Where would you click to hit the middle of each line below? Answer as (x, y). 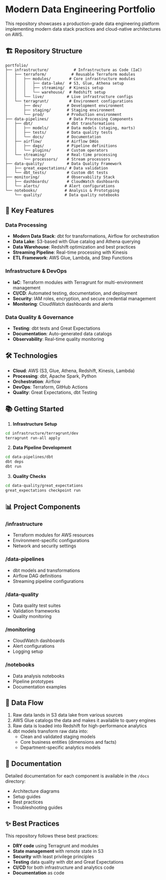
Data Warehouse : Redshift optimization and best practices (74, 247)
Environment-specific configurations (51, 541)
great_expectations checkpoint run (43, 490)
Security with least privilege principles (53, 857)
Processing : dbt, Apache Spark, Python (54, 376)
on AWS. (15, 34)
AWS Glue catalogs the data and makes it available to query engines (84, 720)
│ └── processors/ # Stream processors (58, 159)
